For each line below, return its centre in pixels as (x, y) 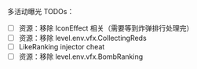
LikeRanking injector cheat (62, 47)
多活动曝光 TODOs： (41, 11)
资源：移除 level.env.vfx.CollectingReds (82, 38)
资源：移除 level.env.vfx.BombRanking (81, 56)
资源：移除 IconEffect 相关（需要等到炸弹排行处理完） (106, 28)
